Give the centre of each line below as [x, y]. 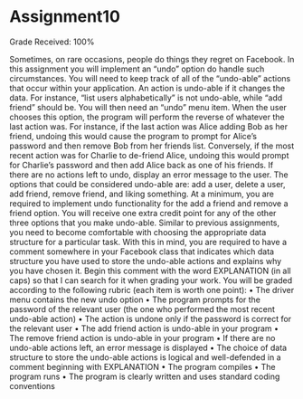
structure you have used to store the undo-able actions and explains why [146, 261]
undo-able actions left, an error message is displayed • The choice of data [148, 347]
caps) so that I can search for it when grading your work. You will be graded [151, 280]
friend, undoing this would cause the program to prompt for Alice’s [133, 136]
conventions [33, 385]
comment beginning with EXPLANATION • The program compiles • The [142, 366]
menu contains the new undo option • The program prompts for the [135, 299]
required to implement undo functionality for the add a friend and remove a [149, 203]
